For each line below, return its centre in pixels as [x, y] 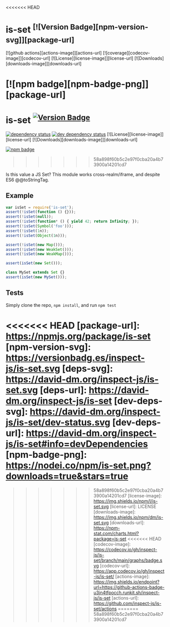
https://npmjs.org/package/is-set [78, 336]
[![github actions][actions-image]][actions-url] [54, 53]
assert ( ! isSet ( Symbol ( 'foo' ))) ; [40, 226]
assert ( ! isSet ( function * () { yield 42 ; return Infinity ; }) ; [72, 222]
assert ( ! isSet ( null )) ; [30, 217]
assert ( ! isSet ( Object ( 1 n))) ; [36, 236]
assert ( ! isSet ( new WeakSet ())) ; [40, 249]
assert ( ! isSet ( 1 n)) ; [27, 231]
